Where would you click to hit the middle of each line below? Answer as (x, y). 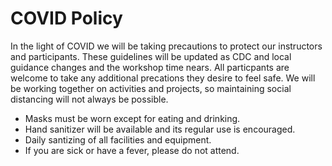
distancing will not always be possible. (89, 99)
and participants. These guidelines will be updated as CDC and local (151, 56)
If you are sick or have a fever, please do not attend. (132, 150)
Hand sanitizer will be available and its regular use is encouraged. (160, 129)
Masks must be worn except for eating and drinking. (132, 118)
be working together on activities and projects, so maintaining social (151, 88)
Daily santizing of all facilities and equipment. (118, 139)
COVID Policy (66, 18)
